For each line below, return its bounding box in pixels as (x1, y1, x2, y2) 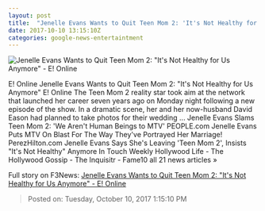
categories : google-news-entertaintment (8, 33, 144, 42)
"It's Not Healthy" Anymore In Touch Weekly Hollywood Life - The (8, 147, 224, 156)
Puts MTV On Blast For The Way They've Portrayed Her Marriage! (8, 130, 223, 140)
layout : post (8, 11, 52, 20)
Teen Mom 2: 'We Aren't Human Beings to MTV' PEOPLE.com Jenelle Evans (8, 121, 257, 131)
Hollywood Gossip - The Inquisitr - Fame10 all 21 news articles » (8, 155, 217, 165)
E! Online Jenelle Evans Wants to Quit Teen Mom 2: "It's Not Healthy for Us (8, 79, 254, 89)
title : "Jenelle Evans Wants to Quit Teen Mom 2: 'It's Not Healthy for (8, 19, 258, 27)
